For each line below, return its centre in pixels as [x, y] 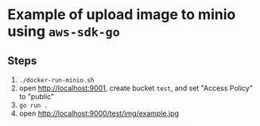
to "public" [37, 96]
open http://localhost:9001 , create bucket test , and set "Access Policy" [136, 88]
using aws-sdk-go [64, 31]
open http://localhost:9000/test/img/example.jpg [99, 113]
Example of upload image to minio [122, 15]
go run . [33, 105]
